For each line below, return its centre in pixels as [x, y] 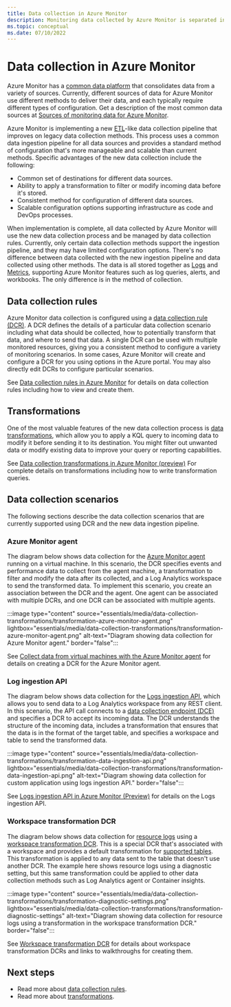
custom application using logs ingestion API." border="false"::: [96, 783]
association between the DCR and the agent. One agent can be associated [113, 592]
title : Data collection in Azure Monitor [67, 13]
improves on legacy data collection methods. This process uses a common [113, 136]
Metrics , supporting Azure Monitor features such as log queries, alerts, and [114, 272]
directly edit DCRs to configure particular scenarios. [81, 369]
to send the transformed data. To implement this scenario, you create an [109, 585]
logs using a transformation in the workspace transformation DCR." [102, 923]
